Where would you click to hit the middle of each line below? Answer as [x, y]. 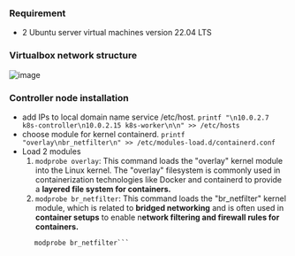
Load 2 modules [51, 151]
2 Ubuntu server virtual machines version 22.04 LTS [117, 33]
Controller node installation [69, 97]
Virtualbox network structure [73, 56]
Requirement [38, 13]
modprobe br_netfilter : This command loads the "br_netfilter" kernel [161, 198]
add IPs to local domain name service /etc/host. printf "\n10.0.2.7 [145, 117]
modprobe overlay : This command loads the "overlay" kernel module [159, 160]
